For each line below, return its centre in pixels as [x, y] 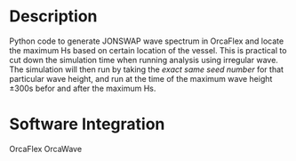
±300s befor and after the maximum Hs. [83, 88]
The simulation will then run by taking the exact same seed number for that [147, 69]
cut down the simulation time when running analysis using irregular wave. [144, 60]
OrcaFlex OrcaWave [46, 149]
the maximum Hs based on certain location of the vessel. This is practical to [148, 50]
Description [53, 16]
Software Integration [87, 124]
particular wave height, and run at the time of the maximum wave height [141, 78]
